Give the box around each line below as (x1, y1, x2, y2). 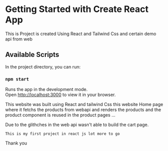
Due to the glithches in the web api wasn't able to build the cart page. (5, 121, 149, 128)
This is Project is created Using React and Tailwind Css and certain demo (5, 30, 156, 36)
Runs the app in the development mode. (5, 86, 88, 92)
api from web (5, 36, 33, 42)
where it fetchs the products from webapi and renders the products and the (5, 106, 161, 113)
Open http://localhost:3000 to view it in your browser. (5, 91, 116, 98)
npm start (5, 76, 29, 82)
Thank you (5, 140, 28, 146)
